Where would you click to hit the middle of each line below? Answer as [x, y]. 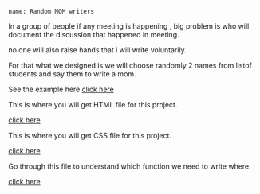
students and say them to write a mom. [73, 74]
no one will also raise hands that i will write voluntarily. [98, 50]
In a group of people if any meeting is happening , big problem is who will [129, 26]
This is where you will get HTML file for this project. [93, 105]
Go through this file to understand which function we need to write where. [130, 166]
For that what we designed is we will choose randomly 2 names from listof [130, 65]
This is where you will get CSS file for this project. [90, 136]
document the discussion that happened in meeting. [94, 35]
